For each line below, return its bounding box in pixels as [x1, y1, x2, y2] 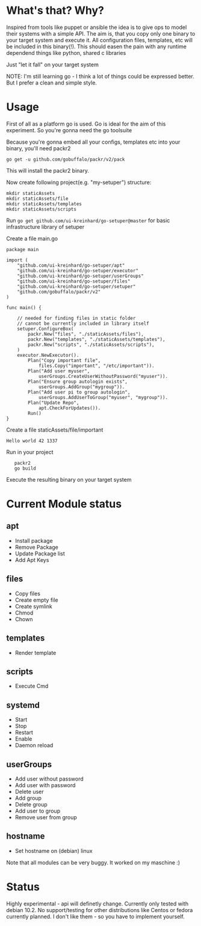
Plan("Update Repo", [28, 400, 79, 406]
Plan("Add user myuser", [28, 368, 90, 374]
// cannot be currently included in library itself [17, 321, 149, 327]
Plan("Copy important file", [28, 357, 101, 363]
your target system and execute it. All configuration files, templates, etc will [6, 36, 193, 43]
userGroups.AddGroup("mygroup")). [38, 384, 125, 390]
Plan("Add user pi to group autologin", [28, 389, 131, 395]
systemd [6, 700, 40, 710]
